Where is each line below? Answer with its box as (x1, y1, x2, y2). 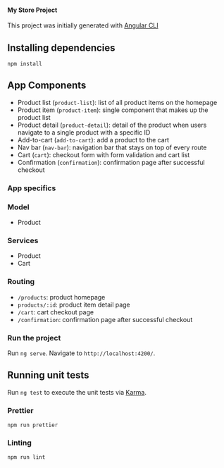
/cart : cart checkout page (17, 307, 94, 316)
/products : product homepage (17, 292, 106, 301)
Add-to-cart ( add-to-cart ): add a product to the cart (17, 135, 170, 144)
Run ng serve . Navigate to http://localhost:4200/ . (7, 349, 156, 357)
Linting (7, 438, 32, 448)
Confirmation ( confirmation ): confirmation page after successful (17, 158, 206, 166)
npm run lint (7, 454, 46, 461)
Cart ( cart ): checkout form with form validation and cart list (17, 150, 190, 159)
